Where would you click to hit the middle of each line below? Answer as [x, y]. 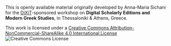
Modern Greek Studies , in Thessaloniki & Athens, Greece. [67, 18]
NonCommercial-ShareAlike [35, 33]
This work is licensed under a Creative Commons [57, 28]
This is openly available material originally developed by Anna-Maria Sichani [86, 7]
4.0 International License [91, 33]
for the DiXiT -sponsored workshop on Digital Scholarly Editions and [78, 13]
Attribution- [122, 28]
